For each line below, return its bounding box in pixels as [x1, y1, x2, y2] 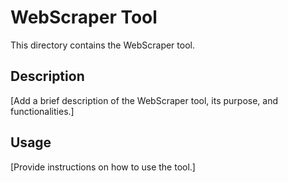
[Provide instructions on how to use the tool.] [10, 161, 196, 173]
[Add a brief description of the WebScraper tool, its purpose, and [10, 94, 278, 106]
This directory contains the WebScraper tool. [10, 39, 195, 51]
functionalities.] [10, 105, 75, 117]
